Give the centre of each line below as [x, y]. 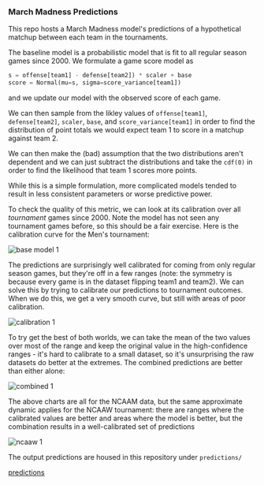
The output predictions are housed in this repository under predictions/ [125, 457]
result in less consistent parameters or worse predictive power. [110, 194]
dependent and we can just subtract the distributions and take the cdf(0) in [131, 162]
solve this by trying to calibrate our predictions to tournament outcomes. [126, 290]
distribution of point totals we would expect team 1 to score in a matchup [126, 130]
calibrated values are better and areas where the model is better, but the [125, 418]
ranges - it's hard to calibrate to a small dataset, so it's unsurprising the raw [131, 354]
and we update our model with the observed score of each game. [114, 98]
